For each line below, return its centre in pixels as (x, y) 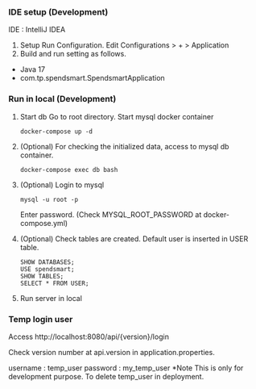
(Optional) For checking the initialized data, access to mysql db (124, 146)
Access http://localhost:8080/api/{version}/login (89, 337)
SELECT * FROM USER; (54, 283)
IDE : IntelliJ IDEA (37, 30)
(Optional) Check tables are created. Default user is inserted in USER (134, 238)
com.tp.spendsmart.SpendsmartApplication (92, 78)
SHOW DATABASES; (47, 262)
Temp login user (41, 319)
